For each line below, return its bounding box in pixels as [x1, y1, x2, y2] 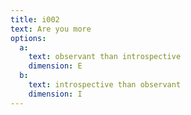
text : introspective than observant [28, 80, 182, 90]
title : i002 [10, 14, 60, 25]
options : [10, 33, 47, 43]
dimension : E [28, 61, 83, 71]
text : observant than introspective [28, 52, 182, 62]
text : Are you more [10, 24, 92, 34]
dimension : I [28, 89, 83, 99]
